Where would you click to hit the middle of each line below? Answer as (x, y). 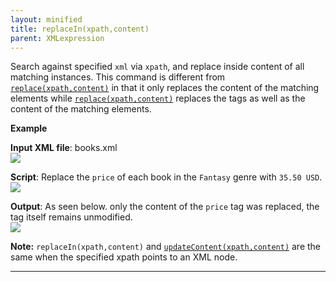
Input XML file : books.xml (64, 148)
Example (29, 128)
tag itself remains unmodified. (71, 217)
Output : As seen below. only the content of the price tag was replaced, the (165, 207)
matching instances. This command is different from (118, 77)
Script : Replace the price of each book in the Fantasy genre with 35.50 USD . (166, 177)
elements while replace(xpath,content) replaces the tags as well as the (158, 98)
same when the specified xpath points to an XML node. (124, 257)
